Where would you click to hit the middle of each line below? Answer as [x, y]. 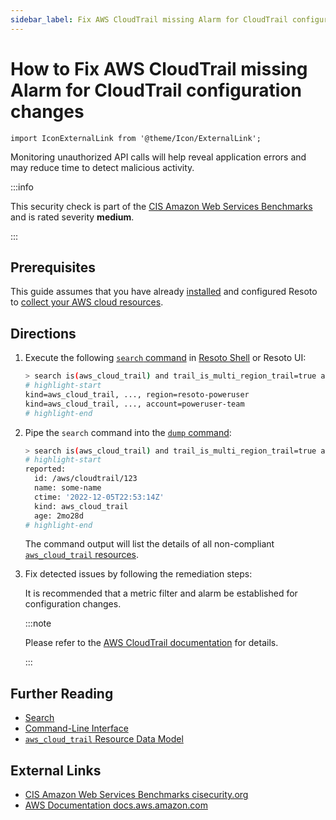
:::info [22, 187]
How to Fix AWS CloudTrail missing [159, 68]
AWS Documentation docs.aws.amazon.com [116, 805]
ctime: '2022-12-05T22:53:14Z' [99, 497]
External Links [56, 770]
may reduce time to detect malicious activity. [102, 167]
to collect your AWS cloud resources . [87, 302]
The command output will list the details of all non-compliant [149, 544]
